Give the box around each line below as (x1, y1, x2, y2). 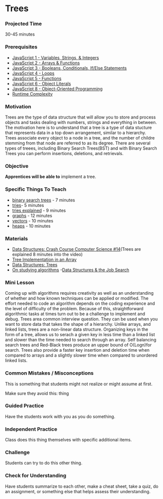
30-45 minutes (5, 31, 35, 37)
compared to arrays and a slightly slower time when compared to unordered (5, 352, 158, 359)
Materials (5, 235, 28, 242)
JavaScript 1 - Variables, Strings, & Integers (12, 55, 99, 60)
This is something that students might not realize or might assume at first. (5, 381, 153, 387)
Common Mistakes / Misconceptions (5, 370, 94, 377)
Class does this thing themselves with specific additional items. (5, 437, 132, 443)
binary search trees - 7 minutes (12, 197, 75, 203)
